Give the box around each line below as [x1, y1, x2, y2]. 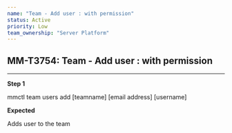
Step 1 [7, 80, 26, 88]
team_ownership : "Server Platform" [7, 29, 110, 37]
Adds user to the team [7, 120, 70, 128]
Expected [7, 106, 36, 114]
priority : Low [7, 23, 48, 30]
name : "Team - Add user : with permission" [7, 10, 135, 17]
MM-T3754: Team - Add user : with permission [7, 54, 213, 66]
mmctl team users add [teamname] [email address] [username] [7, 93, 187, 101]
